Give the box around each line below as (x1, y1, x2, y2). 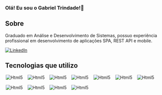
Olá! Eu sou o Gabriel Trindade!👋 (5, 4, 84, 11)
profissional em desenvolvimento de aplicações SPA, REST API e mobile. (5, 38, 153, 44)
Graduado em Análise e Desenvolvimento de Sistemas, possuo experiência (5, 32, 158, 38)
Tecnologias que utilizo (5, 61, 78, 70)
